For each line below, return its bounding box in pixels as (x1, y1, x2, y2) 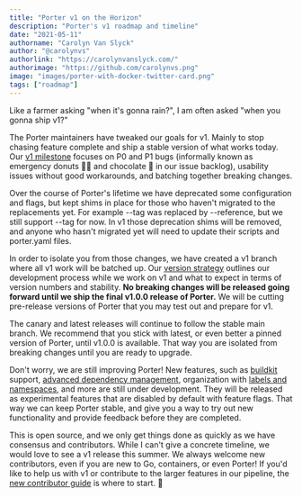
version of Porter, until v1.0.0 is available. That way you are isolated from (9, 337, 278, 348)
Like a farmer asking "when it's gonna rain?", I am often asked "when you (9, 104, 281, 115)
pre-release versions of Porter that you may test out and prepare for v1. (9, 301, 274, 312)
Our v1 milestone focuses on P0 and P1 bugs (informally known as (9, 150, 253, 162)
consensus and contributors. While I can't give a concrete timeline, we (9, 438, 270, 450)
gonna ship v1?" (9, 114, 69, 125)
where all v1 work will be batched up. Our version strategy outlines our (9, 262, 271, 273)
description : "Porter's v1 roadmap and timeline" (9, 22, 200, 31)
